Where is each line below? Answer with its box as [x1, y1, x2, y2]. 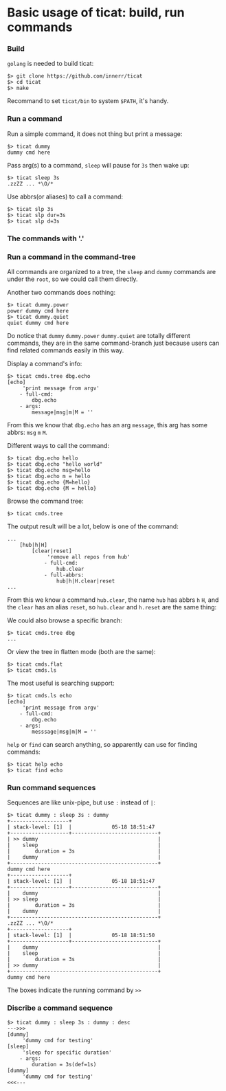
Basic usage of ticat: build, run [7, 5, 185, 21]
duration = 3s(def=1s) [32, 1061, 97, 1068]
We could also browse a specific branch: [7, 616, 122, 625]
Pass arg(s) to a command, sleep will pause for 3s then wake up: [7, 161, 190, 169]
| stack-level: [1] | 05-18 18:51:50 [7, 932, 155, 939]
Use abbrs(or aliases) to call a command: [7, 192, 124, 201]
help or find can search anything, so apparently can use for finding [7, 741, 198, 748]
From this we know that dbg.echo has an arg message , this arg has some [7, 421, 208, 429]
